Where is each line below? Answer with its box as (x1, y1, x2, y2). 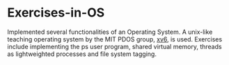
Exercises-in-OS (7, 5, 105, 21)
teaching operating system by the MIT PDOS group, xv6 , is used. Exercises (7, 35, 223, 43)
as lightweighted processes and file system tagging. (7, 50, 157, 58)
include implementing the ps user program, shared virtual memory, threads (7, 42, 222, 50)
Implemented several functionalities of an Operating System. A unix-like (7, 28, 213, 36)
